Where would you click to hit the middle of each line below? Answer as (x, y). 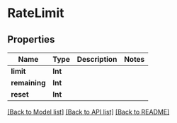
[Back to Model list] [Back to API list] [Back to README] (88, 112)
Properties (31, 39)
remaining (28, 83)
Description (97, 59)
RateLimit (36, 13)
